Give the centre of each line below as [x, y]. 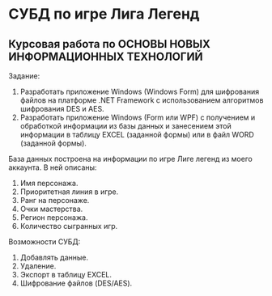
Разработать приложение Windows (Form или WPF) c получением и [138, 117]
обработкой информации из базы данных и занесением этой [126, 126]
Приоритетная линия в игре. [69, 192]
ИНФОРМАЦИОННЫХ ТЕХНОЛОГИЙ [106, 56]
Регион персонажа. [54, 218]
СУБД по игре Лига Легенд [104, 14]
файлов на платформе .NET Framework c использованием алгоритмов [142, 100]
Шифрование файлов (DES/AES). [76, 283]
